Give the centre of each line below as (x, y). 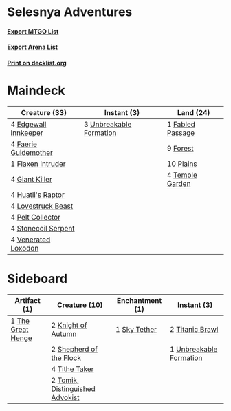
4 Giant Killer (32, 179)
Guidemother (32, 152)
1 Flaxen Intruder (38, 164)
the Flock (66, 357)
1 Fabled (181, 124)
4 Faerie (24, 144)
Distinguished (74, 388)
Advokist (66, 397)
